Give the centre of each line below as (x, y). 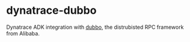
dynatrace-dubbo (51, 10)
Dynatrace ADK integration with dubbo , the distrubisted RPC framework (95, 27)
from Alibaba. (23, 33)
